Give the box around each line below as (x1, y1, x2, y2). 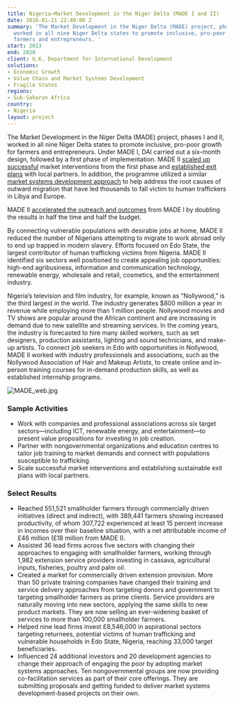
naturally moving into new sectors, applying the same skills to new (17, 600, 208, 609)
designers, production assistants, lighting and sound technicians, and (7, 335, 207, 344)
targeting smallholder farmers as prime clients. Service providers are (17, 593, 214, 602)
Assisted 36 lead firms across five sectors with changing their (17, 541, 195, 550)
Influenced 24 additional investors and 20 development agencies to (17, 652, 211, 661)
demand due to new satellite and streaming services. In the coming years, (7, 321, 219, 329)
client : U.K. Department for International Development (7, 56, 173, 63)
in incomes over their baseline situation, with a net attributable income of (17, 527, 226, 535)
